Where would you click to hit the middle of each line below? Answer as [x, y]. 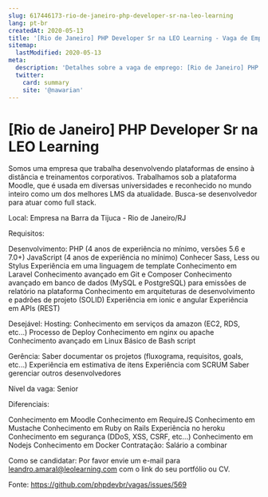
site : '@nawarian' [53, 90]
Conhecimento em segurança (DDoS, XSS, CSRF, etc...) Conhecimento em [131, 437]
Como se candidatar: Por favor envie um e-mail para [95, 461]
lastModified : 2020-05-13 [59, 53]
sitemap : [23, 46]
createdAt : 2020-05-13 [46, 30]
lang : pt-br [28, 23]
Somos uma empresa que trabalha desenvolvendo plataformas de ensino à [132, 169]
